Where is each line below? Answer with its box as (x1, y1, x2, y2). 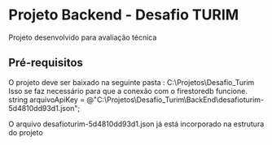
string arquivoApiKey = (8, 95, 86, 104)
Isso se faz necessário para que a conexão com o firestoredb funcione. (8, 86, 248, 96)
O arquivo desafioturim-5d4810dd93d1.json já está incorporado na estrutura (8, 119, 265, 129)
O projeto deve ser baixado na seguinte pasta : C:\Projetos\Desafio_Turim (8, 77, 255, 87)
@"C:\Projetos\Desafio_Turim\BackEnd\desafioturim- (86, 95, 265, 104)
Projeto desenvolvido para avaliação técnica (8, 32, 157, 42)
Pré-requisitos (8, 56, 84, 70)
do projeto (8, 127, 43, 137)
